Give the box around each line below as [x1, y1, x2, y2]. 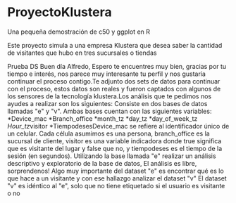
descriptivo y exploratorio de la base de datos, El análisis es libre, [7, 159, 197, 167]
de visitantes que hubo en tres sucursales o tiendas [7, 48, 157, 57]
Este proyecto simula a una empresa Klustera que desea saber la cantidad [7, 41, 223, 49]
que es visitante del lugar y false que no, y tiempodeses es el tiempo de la [7, 144, 223, 152]
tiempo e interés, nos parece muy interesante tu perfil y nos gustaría [7, 70, 206, 78]
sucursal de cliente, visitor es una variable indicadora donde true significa [7, 136, 222, 145]
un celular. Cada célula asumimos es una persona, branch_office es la [7, 129, 210, 138]
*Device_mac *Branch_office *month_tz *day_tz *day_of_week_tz [7, 114, 198, 123]
